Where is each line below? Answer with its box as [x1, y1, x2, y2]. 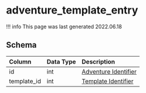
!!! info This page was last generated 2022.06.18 [6, 23, 122, 30]
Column [9, 57, 32, 65]
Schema [6, 40, 37, 50]
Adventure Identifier [82, 67, 137, 75]
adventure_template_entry [6, 4, 138, 17]
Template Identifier [82, 77, 134, 85]
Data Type [46, 57, 76, 65]
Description [82, 57, 116, 65]
